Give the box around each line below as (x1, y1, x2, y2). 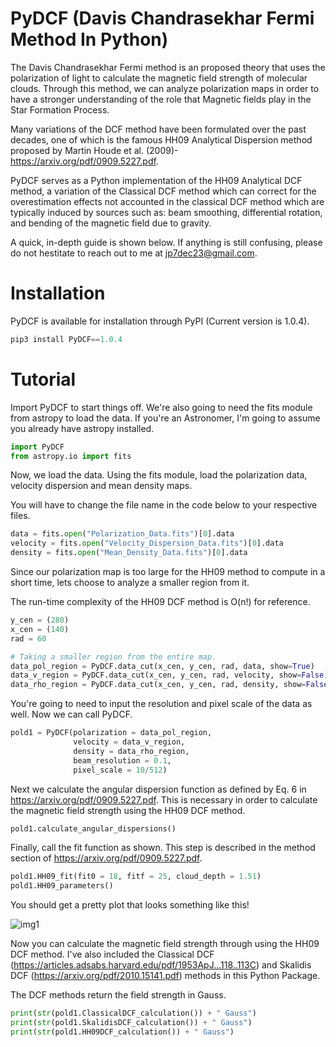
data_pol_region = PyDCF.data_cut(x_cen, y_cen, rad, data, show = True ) (10, 661, 315, 671)
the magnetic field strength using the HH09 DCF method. (10, 804, 246, 816)
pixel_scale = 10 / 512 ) (73, 765, 168, 775)
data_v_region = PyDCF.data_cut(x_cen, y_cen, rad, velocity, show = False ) (10, 670, 329, 681)
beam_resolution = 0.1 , (73, 755, 172, 766)
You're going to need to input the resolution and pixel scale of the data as (10, 698, 313, 710)
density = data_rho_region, (73, 746, 190, 756)
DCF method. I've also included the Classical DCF (10, 948, 215, 961)
